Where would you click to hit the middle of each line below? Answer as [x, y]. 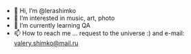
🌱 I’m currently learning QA [52, 25]
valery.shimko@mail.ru [46, 43]
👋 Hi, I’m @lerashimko [45, 11]
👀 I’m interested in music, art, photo [64, 18]
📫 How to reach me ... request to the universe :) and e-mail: [99, 33]
